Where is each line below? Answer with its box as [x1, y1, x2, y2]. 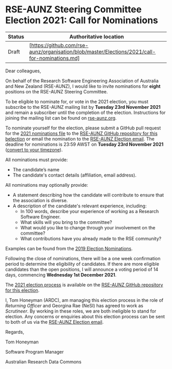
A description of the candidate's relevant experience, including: [12, 203, 147, 209]
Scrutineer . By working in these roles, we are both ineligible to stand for [5, 308, 157, 314]
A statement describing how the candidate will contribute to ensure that [12, 191, 164, 198]
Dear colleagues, [5, 68, 41, 74]
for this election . [5, 287, 40, 293]
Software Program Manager [5, 348, 64, 355]
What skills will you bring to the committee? [20, 219, 113, 225]
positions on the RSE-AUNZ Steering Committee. [5, 88, 109, 94]
